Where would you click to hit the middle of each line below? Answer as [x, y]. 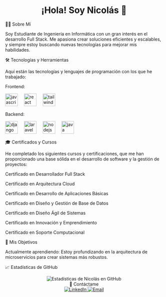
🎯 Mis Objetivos [21, 242]
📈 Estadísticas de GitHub [31, 267]
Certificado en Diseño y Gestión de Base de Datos [57, 203]
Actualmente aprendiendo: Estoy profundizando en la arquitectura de [76, 252]
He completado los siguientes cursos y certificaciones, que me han [74, 154]
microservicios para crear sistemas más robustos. [57, 257]
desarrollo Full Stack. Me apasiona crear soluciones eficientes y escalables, [83, 39]
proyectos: [16, 164]
